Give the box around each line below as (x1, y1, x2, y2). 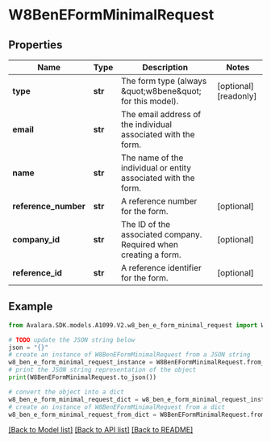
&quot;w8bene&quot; (120, 86, 202, 96)
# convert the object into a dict (8, 388, 125, 396)
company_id (12, 234, 60, 245)
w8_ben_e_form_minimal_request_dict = (8, 395, 139, 403)
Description (142, 62, 188, 73)
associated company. (120, 229, 202, 240)
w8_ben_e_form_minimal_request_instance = (8, 358, 153, 367)
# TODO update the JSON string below (8, 335, 135, 344)
